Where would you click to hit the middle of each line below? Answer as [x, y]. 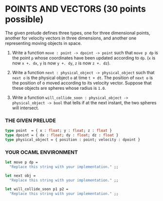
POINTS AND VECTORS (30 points [75, 9]
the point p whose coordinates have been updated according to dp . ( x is [84, 58]
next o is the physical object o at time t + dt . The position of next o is [82, 78]
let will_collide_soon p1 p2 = [37, 189]
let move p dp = [21, 162]
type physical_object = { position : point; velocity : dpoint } [72, 140]
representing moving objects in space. [44, 43]
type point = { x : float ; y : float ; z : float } [58, 131]
